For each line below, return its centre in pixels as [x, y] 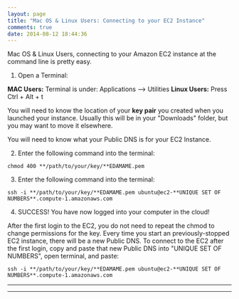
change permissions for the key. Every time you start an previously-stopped [118, 234]
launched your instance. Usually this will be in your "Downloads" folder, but [118, 118]
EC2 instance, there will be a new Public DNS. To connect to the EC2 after [116, 241]
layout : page [27, 14]
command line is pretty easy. [50, 62]
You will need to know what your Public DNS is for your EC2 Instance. [109, 140]
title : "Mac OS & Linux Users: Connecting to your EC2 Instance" [106, 21]
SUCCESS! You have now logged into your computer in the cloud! [113, 212]
